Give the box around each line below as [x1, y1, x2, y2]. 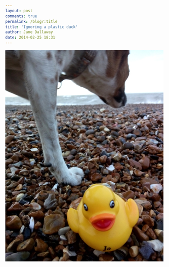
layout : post [5, 8, 33, 13]
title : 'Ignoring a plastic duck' [5, 24, 78, 29]
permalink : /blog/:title [5, 19, 58, 24]
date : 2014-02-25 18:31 [5, 35, 56, 40]
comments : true [5, 13, 37, 19]
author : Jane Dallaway [5, 29, 53, 35]
